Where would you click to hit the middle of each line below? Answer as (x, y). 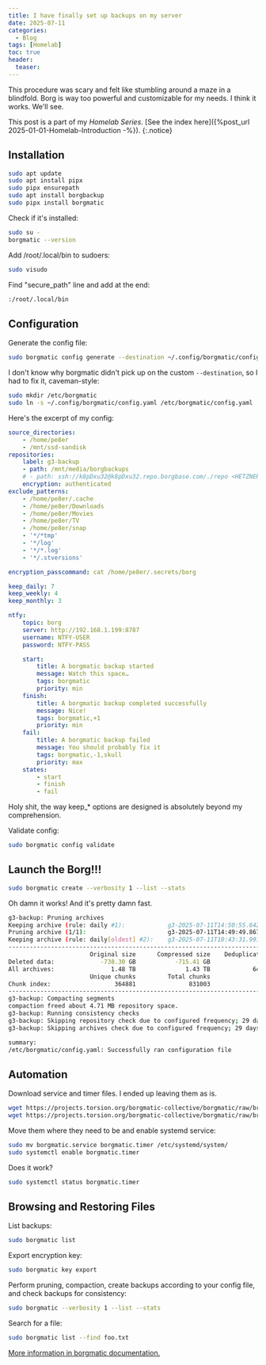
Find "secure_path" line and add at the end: (79, 284)
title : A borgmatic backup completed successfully (122, 703)
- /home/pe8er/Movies (58, 513)
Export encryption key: (46, 1256)
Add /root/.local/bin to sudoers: (59, 255)
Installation (36, 155)
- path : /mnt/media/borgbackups (76, 469)
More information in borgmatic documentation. (84, 1352)
